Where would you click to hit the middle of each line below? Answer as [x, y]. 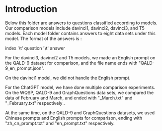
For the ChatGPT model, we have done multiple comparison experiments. [80, 87]
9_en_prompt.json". [25, 68]
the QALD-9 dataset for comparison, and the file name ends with [71, 63]
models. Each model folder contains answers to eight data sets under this [80, 33]
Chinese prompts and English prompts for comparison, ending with [74, 118]
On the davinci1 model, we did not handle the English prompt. [68, 78]
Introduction [31, 9]
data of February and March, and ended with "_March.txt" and [69, 98]
